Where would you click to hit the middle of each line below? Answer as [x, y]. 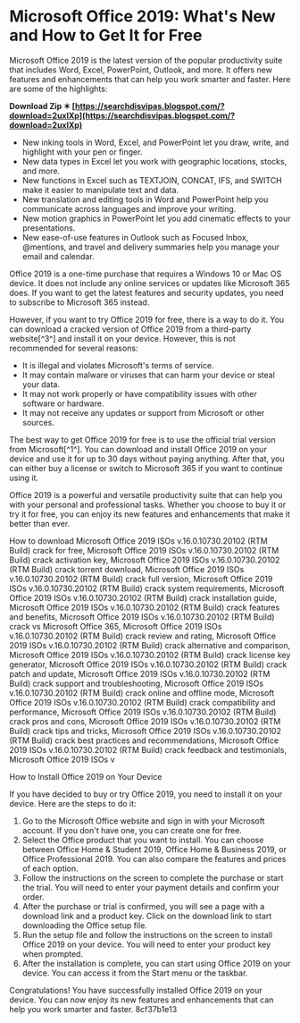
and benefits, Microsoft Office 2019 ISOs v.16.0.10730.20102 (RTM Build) [142, 617]
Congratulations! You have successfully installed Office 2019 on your [136, 990]
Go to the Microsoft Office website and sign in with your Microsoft [143, 821]
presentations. [49, 228]
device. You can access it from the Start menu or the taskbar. [135, 973]
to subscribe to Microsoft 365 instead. [79, 302]
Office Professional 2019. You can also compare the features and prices [154, 858]
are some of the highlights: [58, 89]
